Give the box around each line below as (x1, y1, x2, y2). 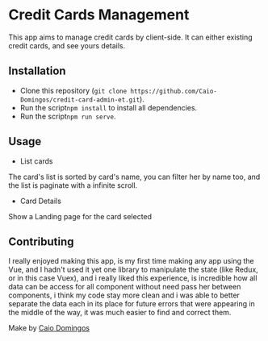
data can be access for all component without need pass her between (8, 282, 241, 292)
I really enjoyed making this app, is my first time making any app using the (8, 256, 254, 266)
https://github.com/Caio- (130, 87, 218, 95)
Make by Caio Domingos (8, 323, 90, 333)
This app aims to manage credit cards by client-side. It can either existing (8, 32, 253, 42)
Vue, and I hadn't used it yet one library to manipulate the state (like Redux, (8, 264, 258, 275)
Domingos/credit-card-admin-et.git (19, 95, 140, 104)
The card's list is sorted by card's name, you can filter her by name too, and (8, 172, 261, 181)
